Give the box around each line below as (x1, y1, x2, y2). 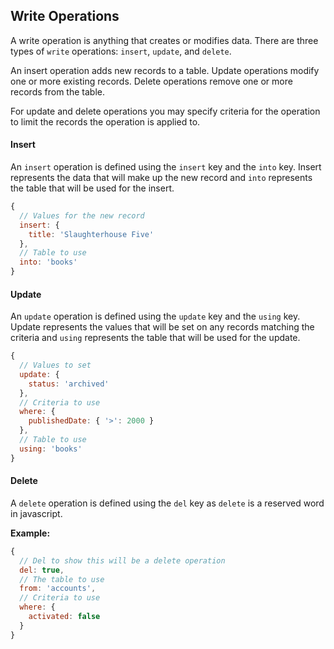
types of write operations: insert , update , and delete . (10, 45, 232, 57)
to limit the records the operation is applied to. (10, 115, 201, 128)
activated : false (28, 612, 101, 622)
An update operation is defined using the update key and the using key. (10, 310, 301, 323)
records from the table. (10, 85, 105, 98)
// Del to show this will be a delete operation (19, 555, 226, 566)
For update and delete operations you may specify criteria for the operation (10, 105, 321, 117)
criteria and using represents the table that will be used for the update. (10, 332, 301, 344)
